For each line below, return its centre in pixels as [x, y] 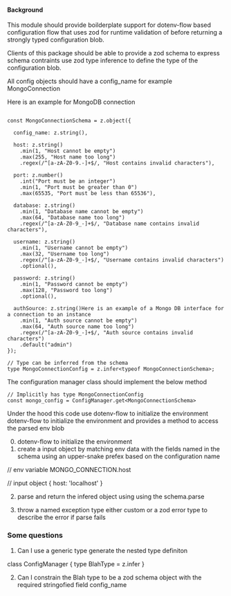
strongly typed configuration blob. [56, 40]
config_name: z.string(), [51, 133]
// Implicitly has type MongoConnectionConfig [75, 395]
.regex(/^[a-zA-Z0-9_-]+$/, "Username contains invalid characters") [122, 260]
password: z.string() [45, 278]
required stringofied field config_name [72, 584]
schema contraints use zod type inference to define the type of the [103, 61]
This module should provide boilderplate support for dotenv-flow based [109, 25]
